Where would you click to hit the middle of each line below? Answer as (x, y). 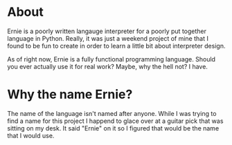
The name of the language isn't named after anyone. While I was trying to (112, 113)
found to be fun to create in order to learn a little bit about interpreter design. (116, 46)
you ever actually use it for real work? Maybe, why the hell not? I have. (107, 66)
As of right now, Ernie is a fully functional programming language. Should (111, 59)
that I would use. (31, 135)
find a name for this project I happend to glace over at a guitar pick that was (115, 121)
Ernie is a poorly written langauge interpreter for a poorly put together (107, 31)
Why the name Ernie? (70, 95)
